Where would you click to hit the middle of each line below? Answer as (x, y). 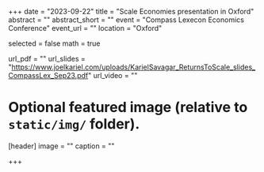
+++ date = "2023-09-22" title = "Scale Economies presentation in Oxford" (131, 11)
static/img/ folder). (74, 124)
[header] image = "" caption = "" (61, 146)
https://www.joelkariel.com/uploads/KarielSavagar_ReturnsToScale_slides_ (134, 67)
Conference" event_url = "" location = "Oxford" (85, 28)
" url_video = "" (113, 75)
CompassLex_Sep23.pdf (48, 75)
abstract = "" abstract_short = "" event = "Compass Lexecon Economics (126, 20)
